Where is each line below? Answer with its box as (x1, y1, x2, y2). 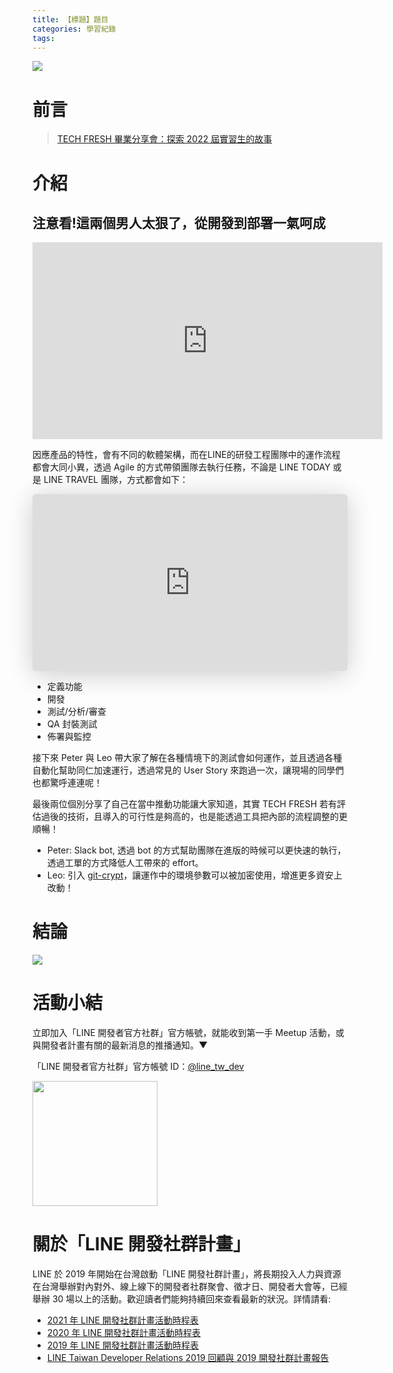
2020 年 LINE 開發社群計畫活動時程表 (46, 1326, 201, 1338)
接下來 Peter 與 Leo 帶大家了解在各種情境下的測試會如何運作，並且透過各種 (32, 751, 343, 763)
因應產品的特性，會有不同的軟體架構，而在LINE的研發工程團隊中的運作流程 (32, 449, 341, 461)
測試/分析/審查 (46, 705, 107, 717)
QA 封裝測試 (46, 717, 98, 730)
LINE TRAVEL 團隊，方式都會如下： (43, 474, 189, 486)
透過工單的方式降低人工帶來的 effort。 (46, 856, 204, 868)
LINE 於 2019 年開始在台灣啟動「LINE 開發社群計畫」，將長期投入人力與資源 (32, 1267, 342, 1280)
